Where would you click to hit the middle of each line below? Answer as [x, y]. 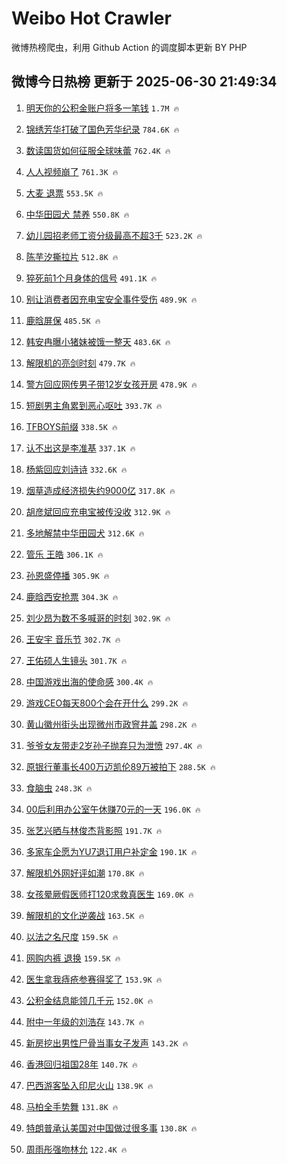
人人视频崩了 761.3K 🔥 [72, 171]
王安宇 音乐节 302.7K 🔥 [73, 639]
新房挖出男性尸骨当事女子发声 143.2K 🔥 [107, 1043]
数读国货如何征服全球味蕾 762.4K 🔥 [98, 150]
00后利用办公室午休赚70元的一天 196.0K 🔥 [113, 809]
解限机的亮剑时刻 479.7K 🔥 [80, 363]
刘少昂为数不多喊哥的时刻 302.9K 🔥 [98, 618]
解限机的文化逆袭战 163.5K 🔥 [85, 915]
